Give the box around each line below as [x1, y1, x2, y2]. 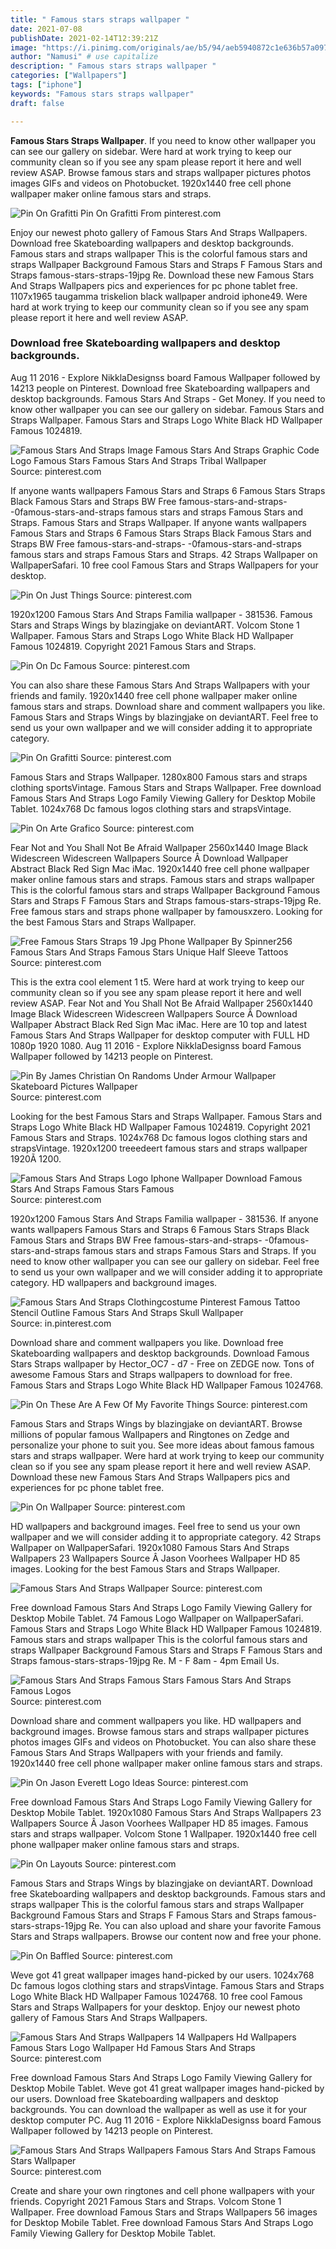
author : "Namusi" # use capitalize [10, 52, 159, 62]
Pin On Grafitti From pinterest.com [80, 207, 222, 219]
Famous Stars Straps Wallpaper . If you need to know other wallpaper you [10, 134, 316, 146]
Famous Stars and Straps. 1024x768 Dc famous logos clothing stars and [10, 1131, 308, 1143]
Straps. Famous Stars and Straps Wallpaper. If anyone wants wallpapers [10, 516, 307, 528]
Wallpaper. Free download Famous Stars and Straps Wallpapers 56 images [10, 2206, 318, 2218]
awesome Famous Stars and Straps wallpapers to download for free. [10, 1368, 293, 1380]
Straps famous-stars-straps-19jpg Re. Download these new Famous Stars [10, 269, 315, 281]
